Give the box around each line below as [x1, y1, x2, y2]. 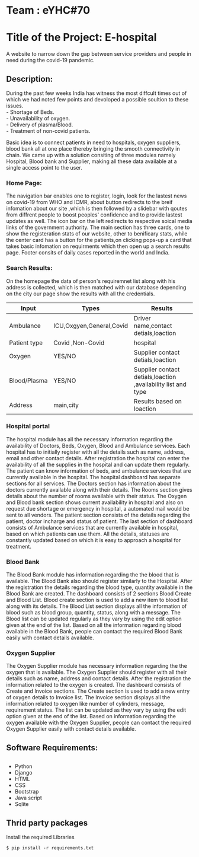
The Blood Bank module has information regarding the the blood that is [6, 571, 179, 578]
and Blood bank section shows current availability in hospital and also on [6, 499, 184, 506]
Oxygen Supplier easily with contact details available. [6, 725, 136, 732]
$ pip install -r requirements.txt [6, 845, 94, 851]
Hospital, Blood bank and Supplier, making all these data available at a [6, 158, 177, 165]
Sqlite [14, 801, 29, 808]
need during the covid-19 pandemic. [6, 57, 95, 64]
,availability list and [133, 380, 187, 388]
